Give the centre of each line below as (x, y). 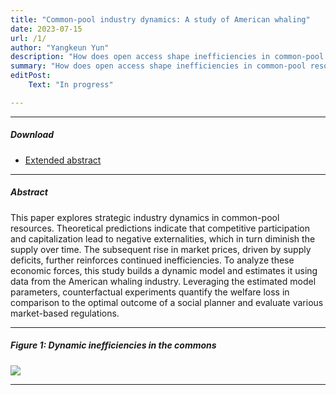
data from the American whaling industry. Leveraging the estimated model (163, 281)
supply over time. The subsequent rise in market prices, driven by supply (161, 249)
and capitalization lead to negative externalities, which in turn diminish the (163, 238)
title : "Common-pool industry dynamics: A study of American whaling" (160, 19)
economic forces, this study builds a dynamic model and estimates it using (164, 270)
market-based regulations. (65, 313)
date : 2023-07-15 (46, 29)
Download (32, 135)
